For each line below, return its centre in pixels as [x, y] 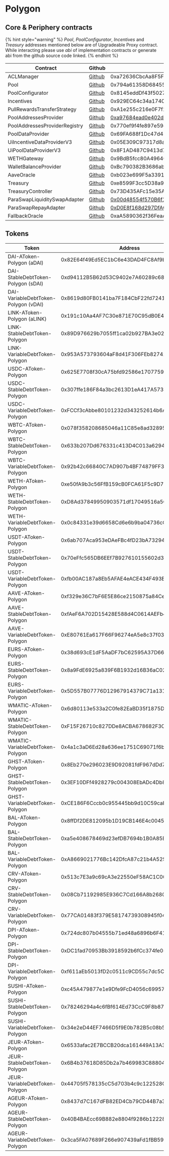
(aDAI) [36, 263]
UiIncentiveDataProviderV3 [40, 142]
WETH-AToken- [27, 481]
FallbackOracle [26, 216]
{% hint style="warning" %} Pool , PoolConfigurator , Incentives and [75, 39]
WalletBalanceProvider [34, 167]
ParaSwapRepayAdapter [36, 208]
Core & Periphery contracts [49, 27]
